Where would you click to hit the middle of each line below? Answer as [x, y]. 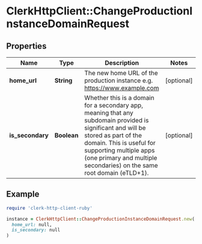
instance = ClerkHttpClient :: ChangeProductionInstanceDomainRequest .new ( [101, 219]
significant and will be [115, 128]
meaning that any [109, 113]
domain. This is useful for [120, 143]
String [63, 81]
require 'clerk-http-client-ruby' [50, 208]
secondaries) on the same [121, 165]
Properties [26, 46]
